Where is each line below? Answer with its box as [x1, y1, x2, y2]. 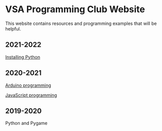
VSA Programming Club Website [5, 4, 145, 15]
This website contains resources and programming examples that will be [5, 20, 157, 26]
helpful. [5, 25, 21, 31]
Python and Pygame [5, 120, 48, 126]
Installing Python [5, 54, 41, 60]
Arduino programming [5, 82, 52, 88]
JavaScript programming [5, 92, 57, 98]
